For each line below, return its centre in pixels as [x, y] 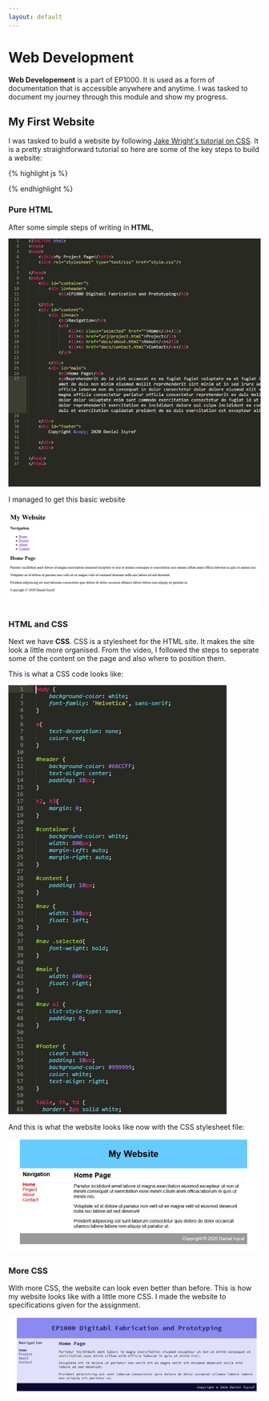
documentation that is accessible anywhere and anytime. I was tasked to [128, 88]
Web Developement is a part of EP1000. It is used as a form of [112, 79]
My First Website [52, 121]
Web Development [71, 57]
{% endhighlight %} [41, 189]
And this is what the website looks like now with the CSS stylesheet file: [126, 1127]
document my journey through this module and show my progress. [118, 97]
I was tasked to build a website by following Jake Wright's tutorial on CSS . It [133, 141]
